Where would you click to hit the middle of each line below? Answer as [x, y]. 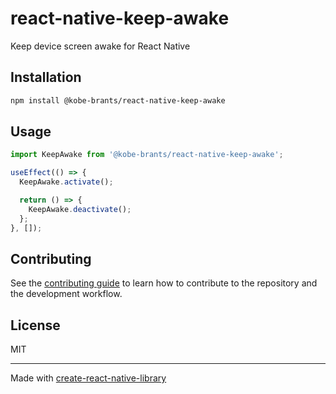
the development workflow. [66, 294]
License [35, 325]
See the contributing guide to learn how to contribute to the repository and [164, 283]
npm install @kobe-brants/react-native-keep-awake [118, 100]
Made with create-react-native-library [88, 378]
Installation [46, 77]
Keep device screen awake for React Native [100, 46]
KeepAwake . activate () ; [66, 182]
